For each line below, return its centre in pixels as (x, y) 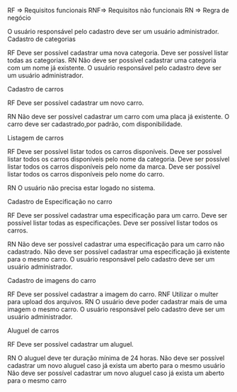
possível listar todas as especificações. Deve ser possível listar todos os (112, 223)
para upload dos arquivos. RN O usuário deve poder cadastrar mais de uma (117, 302)
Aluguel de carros (33, 330)
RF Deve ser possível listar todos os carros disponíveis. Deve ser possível (115, 151)
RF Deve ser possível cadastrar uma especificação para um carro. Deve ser (117, 215)
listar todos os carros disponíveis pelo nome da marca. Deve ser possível (114, 167)
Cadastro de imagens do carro (52, 280)
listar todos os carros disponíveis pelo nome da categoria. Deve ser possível (118, 159)
